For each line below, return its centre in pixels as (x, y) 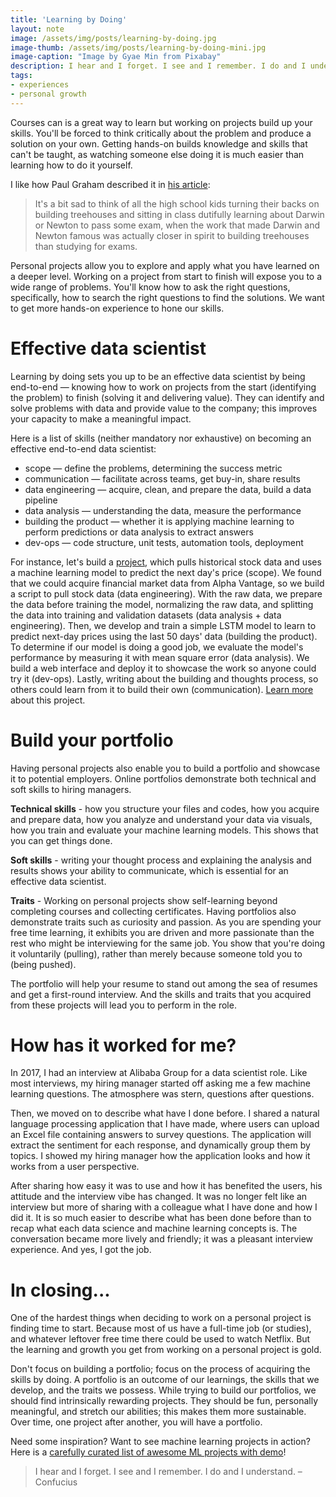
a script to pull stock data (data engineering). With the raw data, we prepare (166, 593)
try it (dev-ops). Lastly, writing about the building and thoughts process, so (164, 678)
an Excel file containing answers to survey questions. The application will (161, 1135)
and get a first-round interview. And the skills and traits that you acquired (161, 994)
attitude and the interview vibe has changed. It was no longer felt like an (159, 1197)
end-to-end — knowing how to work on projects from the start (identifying (163, 387)
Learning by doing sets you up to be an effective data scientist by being (158, 376)
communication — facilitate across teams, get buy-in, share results (162, 478)
